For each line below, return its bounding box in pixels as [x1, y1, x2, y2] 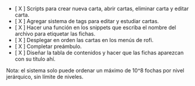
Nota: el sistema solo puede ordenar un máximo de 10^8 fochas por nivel [6, 67, 184, 74]
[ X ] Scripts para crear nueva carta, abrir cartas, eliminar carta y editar [14, 5, 189, 12]
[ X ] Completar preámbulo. [14, 43, 82, 50]
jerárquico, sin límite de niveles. [6, 74, 84, 80]
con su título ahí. [14, 56, 56, 62]
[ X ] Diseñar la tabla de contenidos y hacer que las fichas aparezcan [14, 49, 184, 56]
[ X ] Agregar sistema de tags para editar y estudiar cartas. [14, 18, 159, 24]
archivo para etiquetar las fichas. [14, 30, 96, 37]
